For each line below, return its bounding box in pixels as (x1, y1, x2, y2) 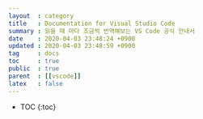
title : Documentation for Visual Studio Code (8, 19, 176, 28)
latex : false (8, 79, 63, 87)
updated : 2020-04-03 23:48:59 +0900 (8, 42, 136, 50)
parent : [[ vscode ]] (8, 72, 82, 80)
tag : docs (8, 49, 60, 57)
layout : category (8, 11, 74, 20)
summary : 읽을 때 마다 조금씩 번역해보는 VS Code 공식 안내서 (8, 27, 196, 35)
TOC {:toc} (19, 102, 57, 112)
